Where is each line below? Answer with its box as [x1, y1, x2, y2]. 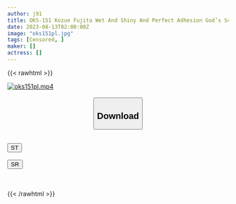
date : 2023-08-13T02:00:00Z [7, 23, 90, 30]
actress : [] [7, 50, 42, 57]
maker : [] [7, 43, 37, 50]
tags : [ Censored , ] [7, 36, 65, 43]
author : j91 [7, 10, 42, 18]
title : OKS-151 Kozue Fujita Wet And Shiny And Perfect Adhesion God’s [7, 17, 221, 24]
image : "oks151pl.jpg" [7, 29, 74, 37]
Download [97, 110, 139, 121]
